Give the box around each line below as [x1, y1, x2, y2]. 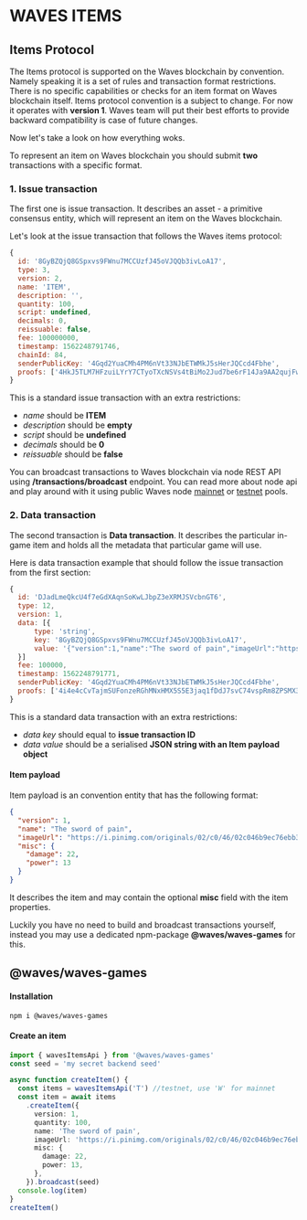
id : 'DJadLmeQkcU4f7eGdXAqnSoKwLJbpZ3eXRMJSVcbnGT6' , [17, 593, 227, 602]
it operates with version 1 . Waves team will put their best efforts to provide [9, 105, 290, 115]
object [22, 748, 48, 759]
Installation [9, 991, 53, 1002]
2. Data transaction [9, 509, 96, 522]
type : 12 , [17, 601, 55, 610]
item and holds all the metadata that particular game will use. [32, 539, 262, 550]
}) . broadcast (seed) [26, 1177, 101, 1186]
